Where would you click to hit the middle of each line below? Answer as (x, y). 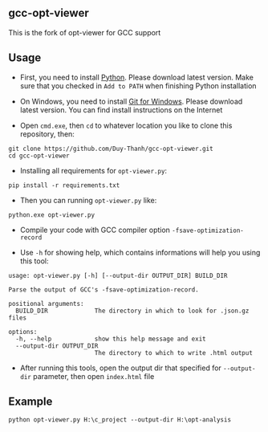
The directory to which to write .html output (173, 353)
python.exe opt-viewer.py (51, 215)
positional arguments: (46, 304)
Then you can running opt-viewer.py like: (88, 200)
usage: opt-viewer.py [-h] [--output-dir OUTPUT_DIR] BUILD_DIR (118, 275)
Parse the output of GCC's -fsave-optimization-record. (104, 289)
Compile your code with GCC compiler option (95, 230)
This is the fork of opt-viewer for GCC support (85, 32)
